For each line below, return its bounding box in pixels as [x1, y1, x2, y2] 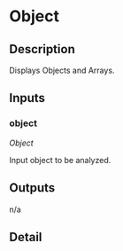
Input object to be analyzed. [9, 154, 111, 165]
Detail [9, 229, 42, 245]
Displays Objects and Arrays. [9, 65, 115, 75]
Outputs [9, 180, 56, 196]
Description [9, 42, 75, 57]
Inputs [9, 90, 46, 106]
